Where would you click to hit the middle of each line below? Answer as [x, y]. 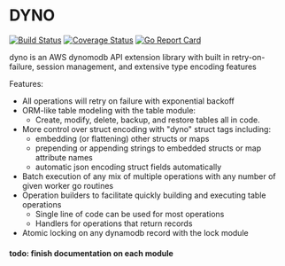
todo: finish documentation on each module [92, 253]
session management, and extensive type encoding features [146, 66]
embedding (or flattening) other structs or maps [122, 138]
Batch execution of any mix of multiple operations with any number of [149, 176]
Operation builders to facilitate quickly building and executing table [144, 195]
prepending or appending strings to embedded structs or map [148, 148]
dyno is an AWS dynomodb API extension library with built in [119, 57]
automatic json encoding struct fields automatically [128, 167]
